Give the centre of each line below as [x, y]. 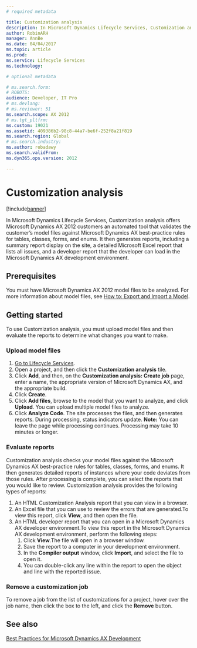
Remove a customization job [47, 587]
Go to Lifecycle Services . [45, 363]
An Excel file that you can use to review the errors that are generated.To [101, 509]
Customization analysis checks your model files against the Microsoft [90, 460]
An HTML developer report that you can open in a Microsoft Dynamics [99, 522]
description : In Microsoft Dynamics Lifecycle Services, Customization [95, 28]
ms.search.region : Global [38, 136]
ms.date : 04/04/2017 [31, 44]
